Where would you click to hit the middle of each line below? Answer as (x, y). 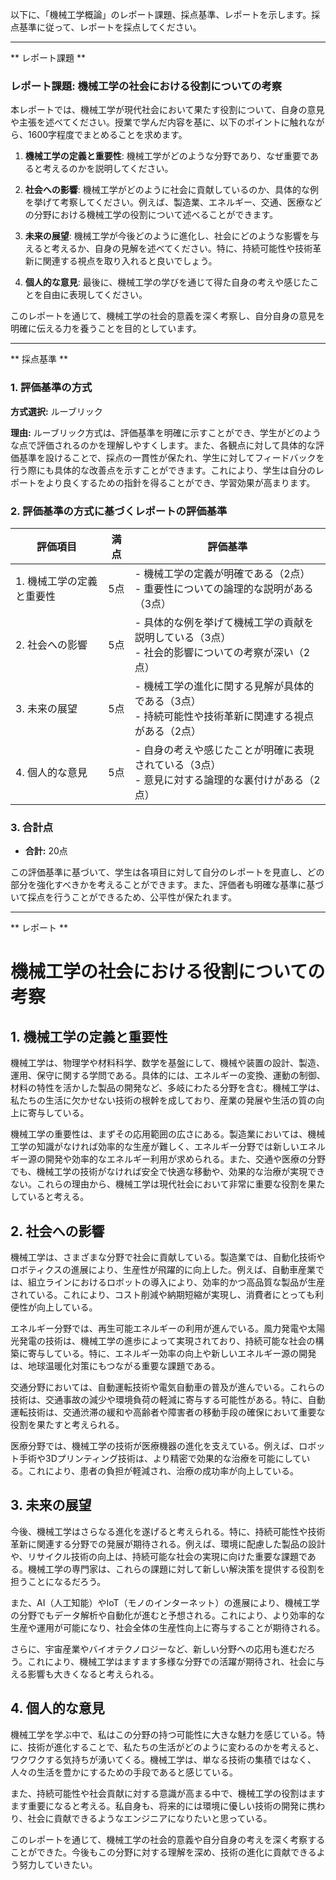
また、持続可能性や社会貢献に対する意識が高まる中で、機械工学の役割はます (168, 1793)
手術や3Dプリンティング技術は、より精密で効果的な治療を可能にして (160, 1458)
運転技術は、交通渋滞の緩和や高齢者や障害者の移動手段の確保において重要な (168, 1412)
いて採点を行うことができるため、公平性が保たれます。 (123, 897)
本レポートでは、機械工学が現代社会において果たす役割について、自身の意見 (167, 110)
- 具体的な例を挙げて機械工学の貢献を (224, 622)
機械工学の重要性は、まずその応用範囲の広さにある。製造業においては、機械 (168, 1134)
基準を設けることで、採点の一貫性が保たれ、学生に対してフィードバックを (171, 457)
